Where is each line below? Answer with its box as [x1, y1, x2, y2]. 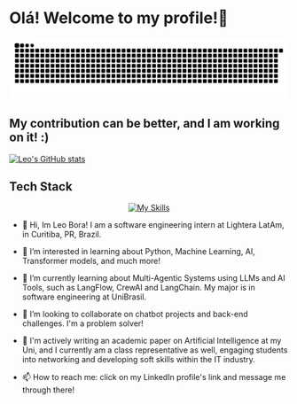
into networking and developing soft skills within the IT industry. [21, 354, 255, 365]
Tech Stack [9, 179, 73, 194]
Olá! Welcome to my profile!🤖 [9, 8, 229, 28]
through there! [21, 385, 75, 395]
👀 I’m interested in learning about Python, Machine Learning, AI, [21, 246, 255, 257]
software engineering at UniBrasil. [21, 291, 147, 302]
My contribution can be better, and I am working [9, 116, 280, 131]
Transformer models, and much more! [21, 256, 161, 267]
